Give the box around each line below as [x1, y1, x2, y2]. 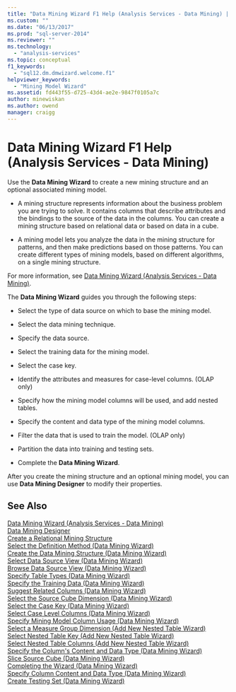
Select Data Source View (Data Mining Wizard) [7, 556, 143, 565]
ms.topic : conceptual [7, 57, 71, 64]
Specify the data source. [17, 334, 90, 342]
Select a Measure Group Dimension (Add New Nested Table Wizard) [7, 623, 206, 633]
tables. [17, 404, 37, 412]
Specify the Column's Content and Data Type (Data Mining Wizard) [7, 646, 203, 655]
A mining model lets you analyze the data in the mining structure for [17, 235, 216, 244]
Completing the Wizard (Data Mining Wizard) [7, 662, 138, 670]
